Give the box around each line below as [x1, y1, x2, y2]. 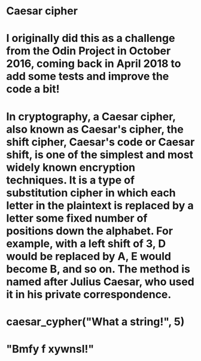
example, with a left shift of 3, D [6, 237, 166, 250]
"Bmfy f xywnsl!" [6, 342, 95, 356]
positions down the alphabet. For [6, 224, 173, 237]
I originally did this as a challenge [6, 32, 175, 45]
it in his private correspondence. [6, 287, 172, 301]
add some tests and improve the [6, 70, 169, 83]
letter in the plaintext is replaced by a [6, 198, 194, 212]
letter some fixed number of [6, 211, 148, 225]
